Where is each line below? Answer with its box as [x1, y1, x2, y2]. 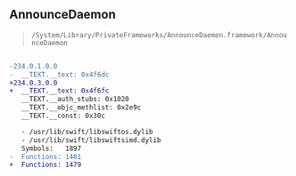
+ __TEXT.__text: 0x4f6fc [9, 86, 110, 96]
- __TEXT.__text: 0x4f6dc [9, 70, 110, 79]
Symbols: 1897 [21, 144, 82, 153]
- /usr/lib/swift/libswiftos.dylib [21, 127, 153, 136]
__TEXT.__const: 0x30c [21, 111, 105, 121]
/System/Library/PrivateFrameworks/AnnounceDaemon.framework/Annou [30, 30, 287, 39]
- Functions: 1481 [9, 152, 82, 161]
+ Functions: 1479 [9, 160, 82, 170]
